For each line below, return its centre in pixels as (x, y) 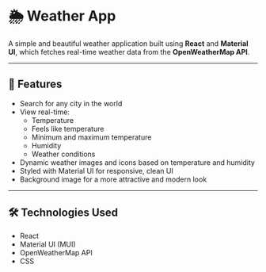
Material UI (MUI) (48, 244)
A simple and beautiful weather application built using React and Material (128, 43)
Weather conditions (63, 154)
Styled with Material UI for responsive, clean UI (97, 170)
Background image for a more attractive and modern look (113, 179)
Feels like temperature (68, 128)
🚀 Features (35, 84)
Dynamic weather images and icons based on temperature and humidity (137, 162)
